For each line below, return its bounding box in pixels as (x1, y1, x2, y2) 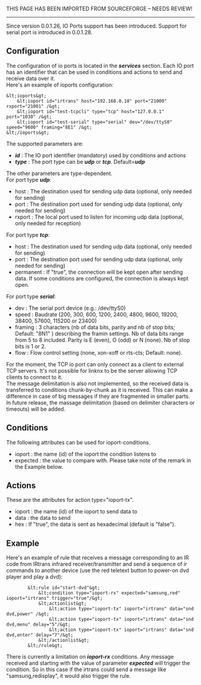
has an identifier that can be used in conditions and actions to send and (6, 68, 182, 76)
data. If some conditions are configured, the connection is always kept (14, 274, 188, 282)
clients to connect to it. (6, 373, 63, 381)
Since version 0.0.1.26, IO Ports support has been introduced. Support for (6, 22, 187, 29)
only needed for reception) (14, 219, 81, 227)
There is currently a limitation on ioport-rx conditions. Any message (6, 653, 174, 660)
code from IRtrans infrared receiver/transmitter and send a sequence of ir (6, 561, 187, 568)
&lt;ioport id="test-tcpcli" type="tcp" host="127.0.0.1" (17, 108, 165, 115)
